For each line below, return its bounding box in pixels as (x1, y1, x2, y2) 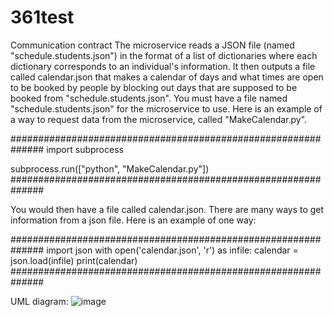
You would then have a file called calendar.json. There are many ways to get (10, 203, 325, 215)
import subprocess (46, 143, 124, 155)
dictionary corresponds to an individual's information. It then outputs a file (10, 60, 316, 72)
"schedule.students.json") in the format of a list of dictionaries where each (10, 49, 318, 61)
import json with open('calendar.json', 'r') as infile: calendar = (46, 244, 299, 256)
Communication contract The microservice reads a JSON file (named (10, 39, 295, 51)
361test (10, 6, 75, 29)
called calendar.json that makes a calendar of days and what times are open (10, 71, 324, 83)
